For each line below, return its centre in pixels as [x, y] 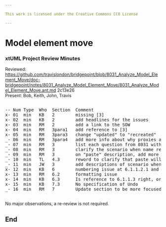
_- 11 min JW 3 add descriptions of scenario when [83, 165]
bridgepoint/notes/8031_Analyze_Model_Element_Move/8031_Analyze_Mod [82, 85]
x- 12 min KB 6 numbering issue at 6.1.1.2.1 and [82, 170]
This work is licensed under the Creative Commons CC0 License [72, 14]
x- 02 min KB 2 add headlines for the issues [77, 120]
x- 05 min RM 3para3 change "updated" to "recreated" [81, 135]
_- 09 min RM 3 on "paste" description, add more [82, 155]
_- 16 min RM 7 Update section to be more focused [83, 189]
